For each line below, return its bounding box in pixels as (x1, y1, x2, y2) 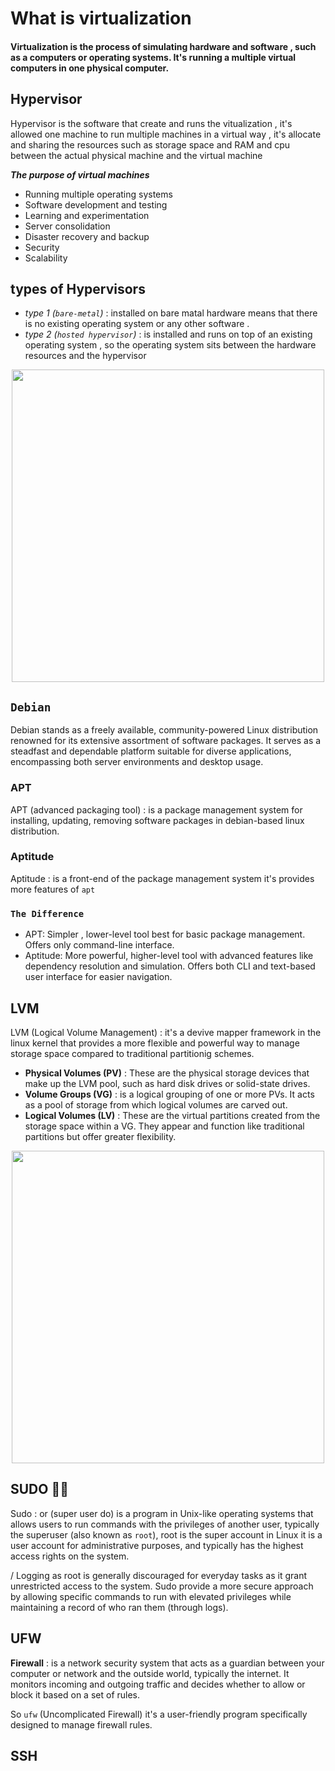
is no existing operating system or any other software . (24, 318, 250, 330)
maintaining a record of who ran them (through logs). (10, 1601, 229, 1613)
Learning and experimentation (24, 209, 150, 221)
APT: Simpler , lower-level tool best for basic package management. (24, 928, 306, 941)
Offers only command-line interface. (24, 939, 175, 951)
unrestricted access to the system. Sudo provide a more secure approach (10, 1580, 314, 1592)
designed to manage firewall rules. (10, 1718, 153, 1731)
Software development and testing (24, 198, 168, 211)
